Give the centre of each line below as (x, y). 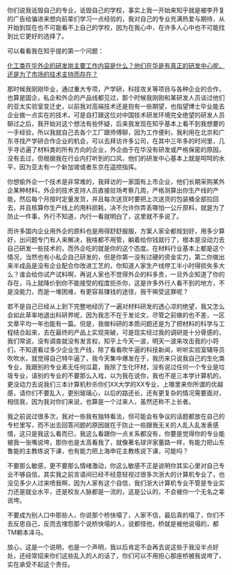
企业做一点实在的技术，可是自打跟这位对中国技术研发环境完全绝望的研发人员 (116, 115)
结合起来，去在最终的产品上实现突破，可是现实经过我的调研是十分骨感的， (119, 332)
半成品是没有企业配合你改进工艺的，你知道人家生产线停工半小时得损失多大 (119, 266)
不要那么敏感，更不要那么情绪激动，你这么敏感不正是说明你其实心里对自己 (113, 466)
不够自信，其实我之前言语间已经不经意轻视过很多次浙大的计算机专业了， (116, 474)
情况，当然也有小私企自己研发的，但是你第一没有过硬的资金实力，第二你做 (113, 257)
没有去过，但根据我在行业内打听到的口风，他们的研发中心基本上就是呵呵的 (113, 158)
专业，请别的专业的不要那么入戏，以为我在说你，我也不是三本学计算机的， (119, 375)
